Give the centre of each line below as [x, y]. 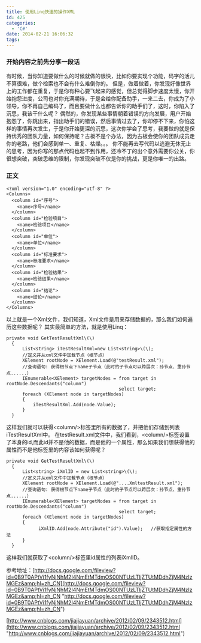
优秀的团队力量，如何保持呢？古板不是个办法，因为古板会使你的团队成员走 [103, 136]
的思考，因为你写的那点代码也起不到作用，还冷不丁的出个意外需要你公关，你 [100, 151]
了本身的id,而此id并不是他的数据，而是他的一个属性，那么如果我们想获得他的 [100, 442]
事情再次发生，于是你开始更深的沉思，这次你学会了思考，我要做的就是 [103, 129]
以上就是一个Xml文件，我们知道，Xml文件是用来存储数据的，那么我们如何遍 [100, 319]
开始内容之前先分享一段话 [43, 62]
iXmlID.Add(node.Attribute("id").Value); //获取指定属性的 [113, 529]
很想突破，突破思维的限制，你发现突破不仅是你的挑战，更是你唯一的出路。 [98, 159]
